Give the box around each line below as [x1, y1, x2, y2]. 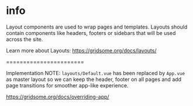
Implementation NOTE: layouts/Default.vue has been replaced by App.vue [6, 69, 185, 76]
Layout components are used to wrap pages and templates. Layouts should [6, 23, 188, 30]
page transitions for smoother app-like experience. [6, 82, 129, 89]
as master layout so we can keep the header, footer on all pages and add [6, 76, 182, 83]
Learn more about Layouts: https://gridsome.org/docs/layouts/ [6, 47, 157, 54]
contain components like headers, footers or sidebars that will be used [6, 29, 176, 36]
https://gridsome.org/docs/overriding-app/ [6, 93, 109, 100]
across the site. [6, 36, 43, 43]
